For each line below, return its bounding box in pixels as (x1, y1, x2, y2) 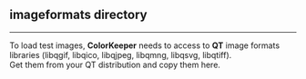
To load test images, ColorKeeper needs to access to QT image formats (9, 40, 280, 51)
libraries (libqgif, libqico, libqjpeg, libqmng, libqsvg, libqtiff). (9, 49, 232, 60)
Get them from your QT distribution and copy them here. (9, 59, 221, 70)
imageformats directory (9, 7, 148, 23)
